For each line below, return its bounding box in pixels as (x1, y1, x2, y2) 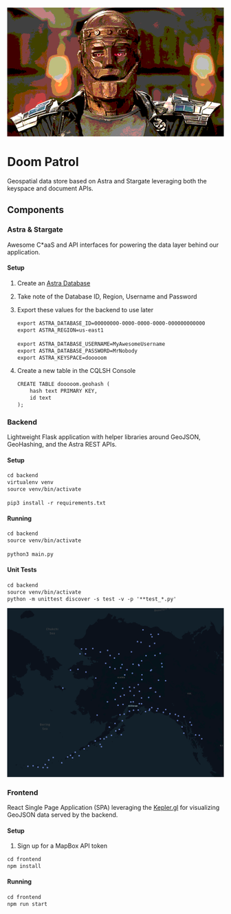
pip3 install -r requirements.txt (7, 500, 107, 507)
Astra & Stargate (7, 225, 63, 234)
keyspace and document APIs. (7, 184, 94, 192)
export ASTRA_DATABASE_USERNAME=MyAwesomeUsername (16, 341, 166, 347)
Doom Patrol (7, 154, 79, 170)
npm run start (7, 900, 48, 907)
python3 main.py (7, 551, 54, 558)
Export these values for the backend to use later (16, 305, 154, 314)
